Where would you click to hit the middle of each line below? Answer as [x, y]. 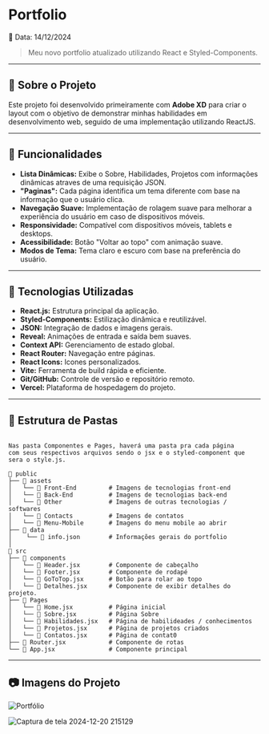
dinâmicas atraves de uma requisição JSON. [93, 182]
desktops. [36, 233]
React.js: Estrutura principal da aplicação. [89, 311]
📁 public [23, 474]
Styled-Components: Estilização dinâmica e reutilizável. [113, 319]
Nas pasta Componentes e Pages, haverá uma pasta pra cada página [121, 446]
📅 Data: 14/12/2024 [40, 37]
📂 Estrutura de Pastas [63, 420]
